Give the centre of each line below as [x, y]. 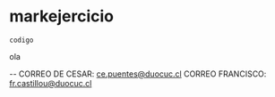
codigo [21, 40]
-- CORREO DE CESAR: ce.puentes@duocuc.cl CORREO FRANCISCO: [138, 74]
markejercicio [62, 16]
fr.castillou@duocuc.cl [51, 83]
